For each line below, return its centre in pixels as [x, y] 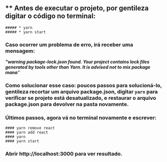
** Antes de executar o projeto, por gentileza [77, 8]
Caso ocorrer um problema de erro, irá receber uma [69, 45]
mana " [13, 73]
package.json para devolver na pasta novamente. [67, 104]
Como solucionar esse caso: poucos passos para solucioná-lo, [83, 86]
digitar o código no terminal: [50, 16]
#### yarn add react [27, 132]
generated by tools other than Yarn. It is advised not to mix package [78, 67]
